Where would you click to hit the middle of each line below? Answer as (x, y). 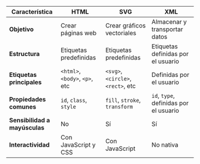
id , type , (163, 96)
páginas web (79, 33)
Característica (32, 12)
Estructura (24, 54)
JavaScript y (78, 145)
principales (26, 82)
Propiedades (28, 99)
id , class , (74, 100)
